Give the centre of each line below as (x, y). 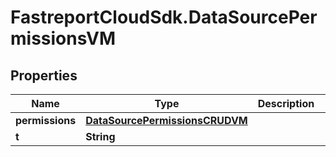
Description (286, 103)
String (100, 136)
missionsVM (63, 38)
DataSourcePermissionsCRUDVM (166, 120)
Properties (44, 75)
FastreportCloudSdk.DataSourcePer (164, 17)
